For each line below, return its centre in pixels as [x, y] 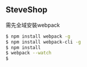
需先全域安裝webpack [33, 25]
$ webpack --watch [28, 53]
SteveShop [27, 10]
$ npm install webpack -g [38, 36]
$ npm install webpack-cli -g [43, 42]
